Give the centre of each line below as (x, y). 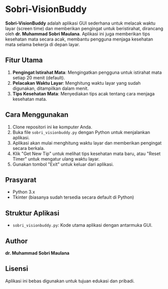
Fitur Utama (24, 60)
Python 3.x (24, 192)
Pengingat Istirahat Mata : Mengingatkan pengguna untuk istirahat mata (87, 72)
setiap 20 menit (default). (39, 78)
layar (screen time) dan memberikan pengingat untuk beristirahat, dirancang (84, 28)
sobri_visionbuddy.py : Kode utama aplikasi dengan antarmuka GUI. (82, 225)
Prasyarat (21, 180)
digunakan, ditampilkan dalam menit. (51, 88)
